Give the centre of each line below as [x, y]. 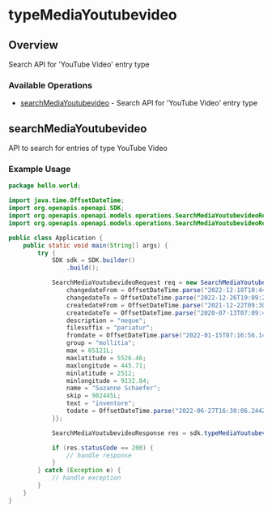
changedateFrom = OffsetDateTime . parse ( [135, 290]
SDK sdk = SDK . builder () [93, 260]
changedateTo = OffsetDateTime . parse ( [132, 298]
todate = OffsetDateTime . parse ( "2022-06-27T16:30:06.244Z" [168, 411]
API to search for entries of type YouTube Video [88, 148]
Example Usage [40, 170]
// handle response [99, 455]
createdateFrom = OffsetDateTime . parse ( [135, 305]
